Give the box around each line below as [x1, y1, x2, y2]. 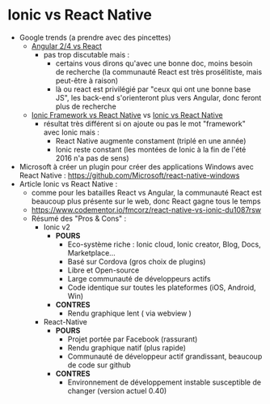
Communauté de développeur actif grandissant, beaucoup [67, 351, 263, 361]
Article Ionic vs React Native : [19, 178, 118, 188]
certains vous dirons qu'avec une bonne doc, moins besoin [55, 58, 253, 68]
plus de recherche [55, 101, 116, 111]
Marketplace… [67, 247, 116, 257]
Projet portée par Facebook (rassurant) [67, 334, 198, 344]
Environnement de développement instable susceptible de [67, 377, 262, 387]
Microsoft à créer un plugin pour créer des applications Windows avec [19, 161, 254, 171]
